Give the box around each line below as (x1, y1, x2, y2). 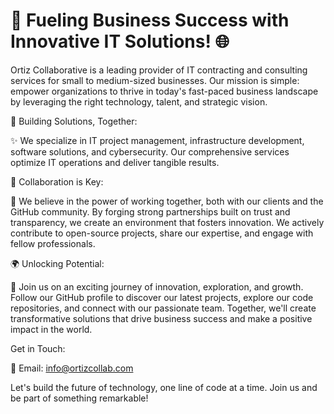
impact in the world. (10, 323, 93, 335)
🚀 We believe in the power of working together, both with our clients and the (10, 195, 324, 207)
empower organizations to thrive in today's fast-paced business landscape (10, 85, 319, 97)
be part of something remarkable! (10, 392, 149, 404)
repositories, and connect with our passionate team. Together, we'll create (10, 302, 317, 314)
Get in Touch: (10, 342, 66, 354)
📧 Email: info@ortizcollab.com (10, 362, 134, 374)
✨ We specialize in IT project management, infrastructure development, (10, 134, 305, 146)
